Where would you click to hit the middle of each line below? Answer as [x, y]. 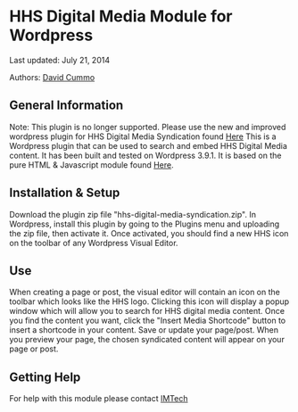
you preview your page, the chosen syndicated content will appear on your [147, 340]
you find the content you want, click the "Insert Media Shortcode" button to [148, 321]
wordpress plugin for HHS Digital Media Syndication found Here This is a [143, 136]
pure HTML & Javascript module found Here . [91, 165]
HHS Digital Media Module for [121, 16]
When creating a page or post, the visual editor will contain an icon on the [145, 293]
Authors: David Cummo [52, 77]
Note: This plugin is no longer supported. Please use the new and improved [148, 127]
